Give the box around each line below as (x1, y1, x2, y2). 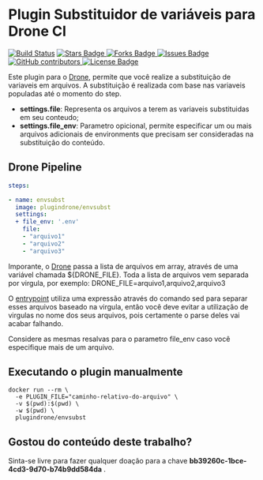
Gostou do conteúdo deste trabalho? (8, 435, 193, 448)
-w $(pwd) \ (15, 407, 55, 415)
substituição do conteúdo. (19, 137, 105, 147)
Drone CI (8, 22, 67, 40)
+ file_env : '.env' (15, 218, 80, 226)
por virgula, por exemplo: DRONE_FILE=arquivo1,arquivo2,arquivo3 (8, 278, 226, 287)
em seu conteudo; (19, 112, 79, 122)
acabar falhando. (8, 318, 64, 328)
